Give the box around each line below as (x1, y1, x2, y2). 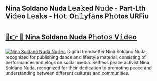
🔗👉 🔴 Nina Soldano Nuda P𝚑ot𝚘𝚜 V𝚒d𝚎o (5, 33, 137, 41)
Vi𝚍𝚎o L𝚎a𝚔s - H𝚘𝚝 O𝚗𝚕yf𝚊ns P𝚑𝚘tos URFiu (5, 12, 149, 21)
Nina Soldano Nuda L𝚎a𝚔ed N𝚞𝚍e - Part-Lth (5, 4, 146, 13)
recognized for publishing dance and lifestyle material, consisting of (5, 54, 146, 60)
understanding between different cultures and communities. (5, 70, 130, 76)
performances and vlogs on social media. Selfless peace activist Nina (5, 60, 150, 65)
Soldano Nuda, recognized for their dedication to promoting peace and (5, 65, 152, 71)
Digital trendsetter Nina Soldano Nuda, (67, 49, 147, 54)
